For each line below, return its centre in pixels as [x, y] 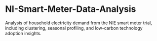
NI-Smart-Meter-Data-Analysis [71, 9]
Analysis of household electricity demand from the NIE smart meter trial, [78, 23]
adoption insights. [23, 33]
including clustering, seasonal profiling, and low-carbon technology [74, 28]
